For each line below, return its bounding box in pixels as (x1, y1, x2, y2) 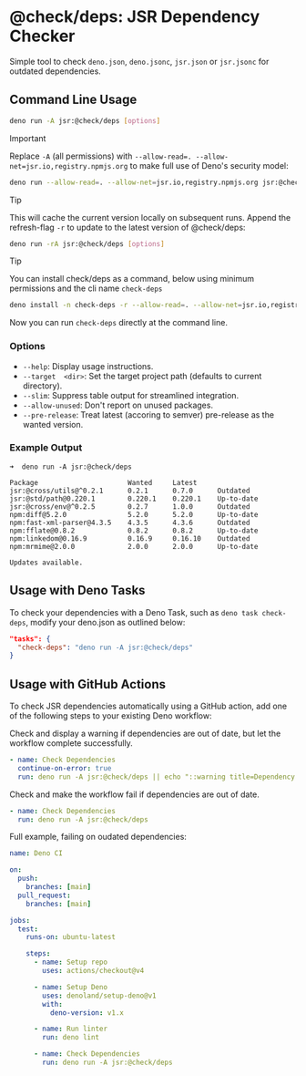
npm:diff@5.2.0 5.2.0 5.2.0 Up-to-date (9, 510, 259, 519)
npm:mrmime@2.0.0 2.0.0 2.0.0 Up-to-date (9, 542, 259, 551)
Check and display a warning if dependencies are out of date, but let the (9, 728, 281, 740)
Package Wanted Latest (9, 478, 198, 487)
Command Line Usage (9, 92, 138, 108)
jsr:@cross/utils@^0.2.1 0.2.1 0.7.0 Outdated (9, 486, 250, 495)
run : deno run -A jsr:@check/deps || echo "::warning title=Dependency (17, 772, 296, 781)
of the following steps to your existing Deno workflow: (9, 710, 212, 721)
